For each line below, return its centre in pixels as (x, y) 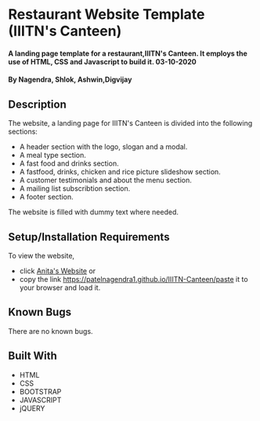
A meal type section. (52, 156)
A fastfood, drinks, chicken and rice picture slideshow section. (120, 172)
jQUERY (32, 408)
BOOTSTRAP (40, 391)
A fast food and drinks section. (69, 163)
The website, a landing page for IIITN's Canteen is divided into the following (130, 123)
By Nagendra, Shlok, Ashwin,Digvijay (70, 79)
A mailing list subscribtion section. (75, 189)
